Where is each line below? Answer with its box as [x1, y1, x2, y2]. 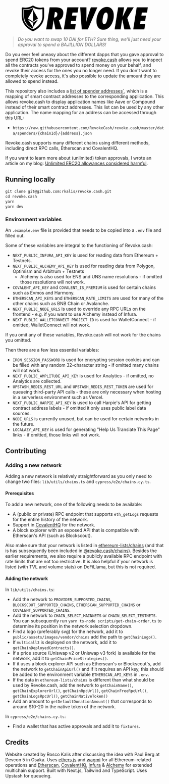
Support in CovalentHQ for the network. [12, 522, 96, 528]
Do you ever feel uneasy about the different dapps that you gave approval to [5, 52, 164, 58]
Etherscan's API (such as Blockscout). [12, 532, 92, 538]
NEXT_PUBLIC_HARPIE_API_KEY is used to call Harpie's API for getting [12, 400, 151, 406]
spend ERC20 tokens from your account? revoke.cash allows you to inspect [5, 57, 162, 63]
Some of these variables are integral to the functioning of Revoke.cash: [5, 242, 153, 249]
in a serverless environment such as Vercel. [12, 395, 103, 401]
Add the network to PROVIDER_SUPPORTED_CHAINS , [12, 597, 112, 603]
